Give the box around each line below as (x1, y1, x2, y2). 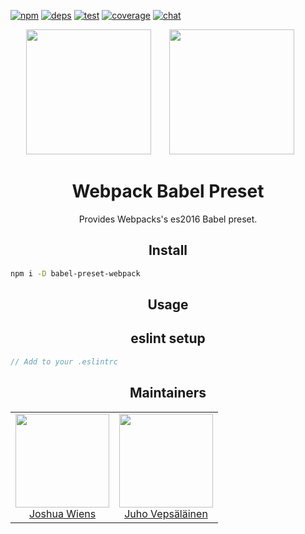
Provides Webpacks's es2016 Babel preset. (78, 213, 258, 225)
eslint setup (130, 330, 206, 347)
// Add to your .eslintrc (10, 356, 118, 367)
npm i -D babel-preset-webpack (10, 268, 141, 279)
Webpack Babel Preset (71, 180, 265, 203)
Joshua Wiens (28, 506, 97, 520)
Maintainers (129, 385, 207, 402)
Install (148, 242, 188, 259)
